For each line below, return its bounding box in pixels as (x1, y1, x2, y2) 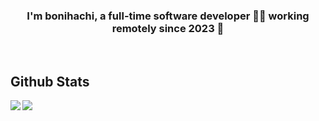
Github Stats (10, 73, 90, 90)
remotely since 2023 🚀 (111, 21, 225, 35)
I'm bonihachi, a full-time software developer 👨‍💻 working (26, 9, 310, 23)
